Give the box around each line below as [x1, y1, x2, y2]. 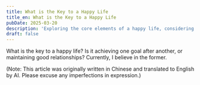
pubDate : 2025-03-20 [6, 20, 58, 26]
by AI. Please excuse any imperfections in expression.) [6, 72, 141, 79]
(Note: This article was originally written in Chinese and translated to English [6, 65, 195, 72]
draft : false [6, 31, 39, 37]
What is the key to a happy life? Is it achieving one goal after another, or [6, 47, 183, 54]
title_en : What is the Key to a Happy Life [6, 14, 117, 20]
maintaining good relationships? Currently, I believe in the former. [6, 54, 167, 61]
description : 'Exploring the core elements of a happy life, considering [6, 25, 195, 32]
